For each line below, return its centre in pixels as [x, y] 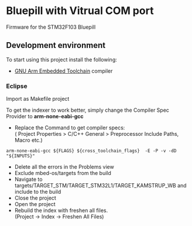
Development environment [56, 45]
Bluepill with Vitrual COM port [80, 11]
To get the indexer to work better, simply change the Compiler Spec [88, 110]
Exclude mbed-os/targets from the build [63, 173]
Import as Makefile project [38, 99]
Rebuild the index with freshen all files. [61, 210]
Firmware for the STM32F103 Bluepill [51, 27]
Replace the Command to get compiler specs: [70, 128]
